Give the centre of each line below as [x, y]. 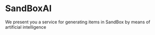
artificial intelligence [26, 27]
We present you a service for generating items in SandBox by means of [78, 22]
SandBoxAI [28, 9]
